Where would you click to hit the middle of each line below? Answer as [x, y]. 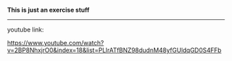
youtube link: [26, 29]
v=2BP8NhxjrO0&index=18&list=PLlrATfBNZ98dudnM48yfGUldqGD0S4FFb [115, 50]
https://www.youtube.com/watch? [56, 43]
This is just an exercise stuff [48, 10]
